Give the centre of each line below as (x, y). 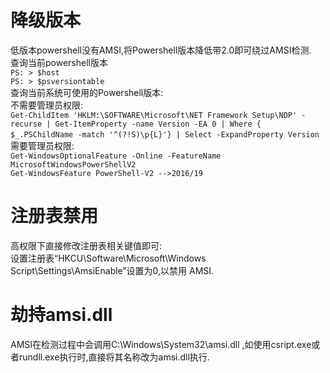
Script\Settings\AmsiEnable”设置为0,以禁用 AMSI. (112, 270)
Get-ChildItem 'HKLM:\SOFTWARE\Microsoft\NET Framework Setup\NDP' (154, 115)
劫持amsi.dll (61, 315)
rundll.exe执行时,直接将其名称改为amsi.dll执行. (114, 357)
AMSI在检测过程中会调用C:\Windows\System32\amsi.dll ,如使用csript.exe (161, 344)
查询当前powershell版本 (59, 62)
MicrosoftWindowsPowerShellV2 (73, 164)
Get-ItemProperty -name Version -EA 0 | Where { (158, 124)
